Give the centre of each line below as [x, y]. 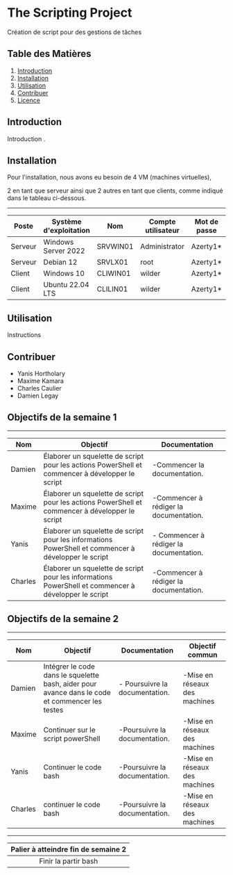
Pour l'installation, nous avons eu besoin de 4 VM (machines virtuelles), [109, 177]
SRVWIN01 [115, 247]
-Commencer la [178, 465]
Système [67, 222]
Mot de [206, 222]
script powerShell [72, 738]
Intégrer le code [69, 667]
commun [202, 655]
